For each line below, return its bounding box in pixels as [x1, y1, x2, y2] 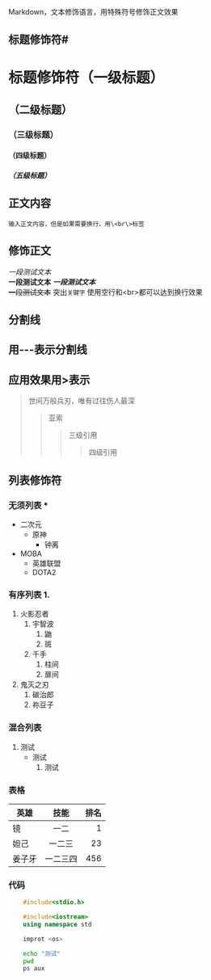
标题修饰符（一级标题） [8, 68, 165, 86]
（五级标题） [8, 170, 51, 180]
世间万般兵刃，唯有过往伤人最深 [27, 396, 135, 406]
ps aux [23, 965, 45, 973]
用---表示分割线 [8, 343, 87, 357]
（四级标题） [8, 150, 51, 160]
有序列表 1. [8, 589, 50, 600]
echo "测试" [23, 949, 61, 957]
